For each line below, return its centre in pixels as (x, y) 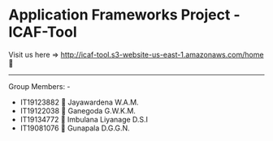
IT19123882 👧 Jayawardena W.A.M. (80, 102)
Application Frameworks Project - (125, 15)
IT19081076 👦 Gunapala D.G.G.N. (75, 128)
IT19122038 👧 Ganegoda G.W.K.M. (78, 110)
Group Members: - (39, 86)
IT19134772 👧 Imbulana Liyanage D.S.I (84, 119)
